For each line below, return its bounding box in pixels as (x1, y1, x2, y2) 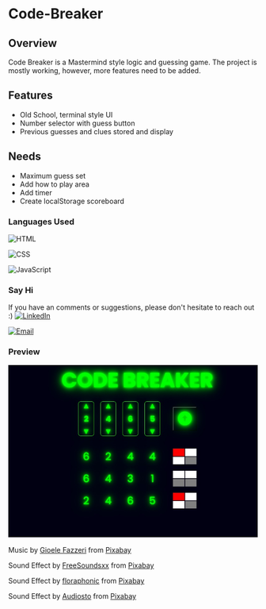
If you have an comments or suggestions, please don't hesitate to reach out (8, 303, 255, 312)
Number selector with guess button (19, 118, 135, 128)
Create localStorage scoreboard (19, 196, 125, 206)
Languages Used (8, 216, 75, 227)
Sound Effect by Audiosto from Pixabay (8, 592, 137, 601)
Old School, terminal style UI (19, 110, 113, 119)
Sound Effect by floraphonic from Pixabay (8, 576, 145, 586)
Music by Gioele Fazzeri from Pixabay (8, 545, 132, 555)
